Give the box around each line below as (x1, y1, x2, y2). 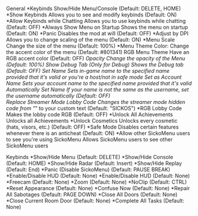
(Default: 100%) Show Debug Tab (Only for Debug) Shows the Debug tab (6, 61, 184, 68)
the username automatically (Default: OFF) (6, 92, 111, 99)
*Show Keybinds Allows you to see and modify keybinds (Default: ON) (6, 11, 177, 18)
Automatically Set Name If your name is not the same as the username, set (6, 86, 189, 93)
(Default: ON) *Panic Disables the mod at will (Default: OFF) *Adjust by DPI (6, 30, 189, 37)
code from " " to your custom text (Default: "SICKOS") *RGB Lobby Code (6, 105, 182, 112)
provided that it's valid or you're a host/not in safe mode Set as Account (6, 73, 182, 80)
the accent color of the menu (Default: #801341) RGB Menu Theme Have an (6, 49, 190, 55)
